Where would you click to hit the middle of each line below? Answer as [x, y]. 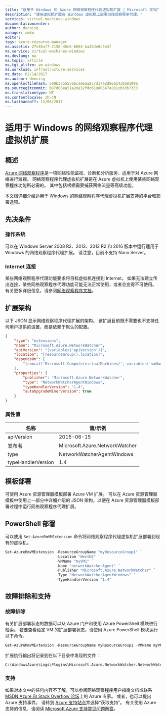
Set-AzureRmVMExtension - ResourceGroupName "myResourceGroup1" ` [74, 552]
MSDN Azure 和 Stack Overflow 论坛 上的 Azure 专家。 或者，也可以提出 [78, 696]
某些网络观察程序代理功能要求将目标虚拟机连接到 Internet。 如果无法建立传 [82, 278]
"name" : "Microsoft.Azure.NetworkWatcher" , [60, 345]
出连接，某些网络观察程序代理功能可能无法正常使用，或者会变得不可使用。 [81, 284]
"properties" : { [31, 373]
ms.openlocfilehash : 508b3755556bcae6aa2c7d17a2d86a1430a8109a [72, 83]
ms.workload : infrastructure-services [45, 70]
